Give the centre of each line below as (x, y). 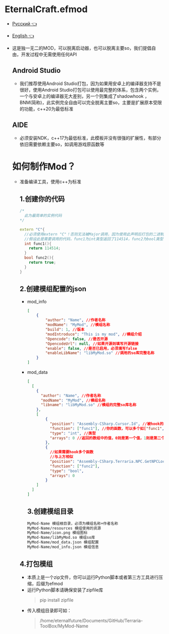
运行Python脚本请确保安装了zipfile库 (65, 590)
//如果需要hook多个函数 (72, 452)
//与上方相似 (62, 457)
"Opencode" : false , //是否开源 (76, 339)
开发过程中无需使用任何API (49, 54)
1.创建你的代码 (42, 199)
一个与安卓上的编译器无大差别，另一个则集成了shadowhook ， (84, 96)
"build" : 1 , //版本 (65, 330)
